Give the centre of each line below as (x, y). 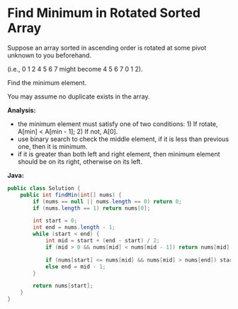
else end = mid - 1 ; (75, 266)
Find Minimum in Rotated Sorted (104, 13)
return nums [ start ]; (63, 286)
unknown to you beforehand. (50, 55)
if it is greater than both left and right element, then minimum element (119, 154)
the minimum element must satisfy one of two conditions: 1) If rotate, (118, 124)
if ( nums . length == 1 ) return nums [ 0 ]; (92, 208)
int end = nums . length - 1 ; (74, 227)
